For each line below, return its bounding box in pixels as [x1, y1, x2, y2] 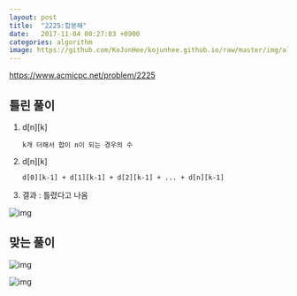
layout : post [9, 12, 57, 22]
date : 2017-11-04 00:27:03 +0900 [9, 29, 141, 38]
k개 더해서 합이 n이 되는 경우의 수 [21, 140, 133, 149]
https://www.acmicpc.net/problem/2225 [9, 70, 156, 80]
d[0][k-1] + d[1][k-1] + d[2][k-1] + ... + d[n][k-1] [21, 173, 225, 182]
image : [9, 46, 34, 55]
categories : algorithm [9, 37, 93, 47]
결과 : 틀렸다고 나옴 [21, 189, 88, 200]
